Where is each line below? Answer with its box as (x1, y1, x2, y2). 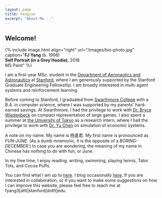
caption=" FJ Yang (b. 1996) (5, 52, 60, 58)
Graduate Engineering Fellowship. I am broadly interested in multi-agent (5, 82, 148, 88)
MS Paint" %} (5, 63, 32, 68)
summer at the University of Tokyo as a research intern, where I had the (5, 117, 148, 123)
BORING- (119, 138, 138, 144)
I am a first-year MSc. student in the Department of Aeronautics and (5, 72, 141, 78)
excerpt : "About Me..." (5, 16, 53, 21)
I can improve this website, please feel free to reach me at (5, 182, 121, 188)
